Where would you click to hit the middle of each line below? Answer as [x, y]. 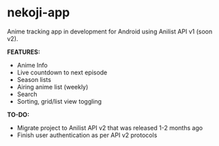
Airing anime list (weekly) [53, 87]
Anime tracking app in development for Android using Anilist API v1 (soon [110, 31]
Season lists [34, 79]
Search [27, 94]
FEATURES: [24, 52]
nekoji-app [39, 13]
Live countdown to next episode [62, 72]
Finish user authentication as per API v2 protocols [87, 135]
